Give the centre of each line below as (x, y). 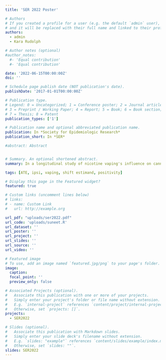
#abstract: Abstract (26, 146)
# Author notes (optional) (33, 50)
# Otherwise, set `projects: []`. (43, 309)
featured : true (21, 186)
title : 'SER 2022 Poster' (32, 10)
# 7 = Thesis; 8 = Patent (32, 114)
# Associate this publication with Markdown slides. (63, 332)
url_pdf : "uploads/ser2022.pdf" (38, 218)
